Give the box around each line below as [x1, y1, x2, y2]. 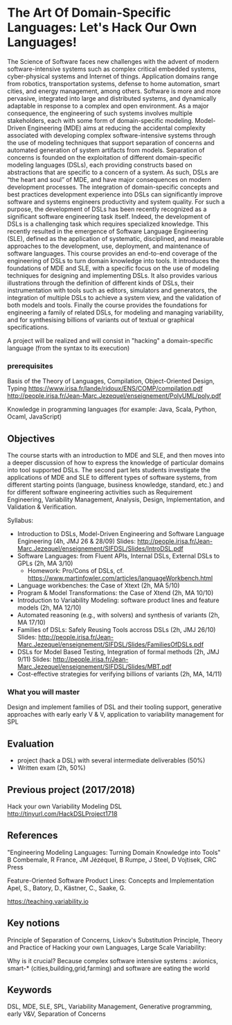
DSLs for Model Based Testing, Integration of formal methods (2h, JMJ [17, 648, 220, 656]
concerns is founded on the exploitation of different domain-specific [7, 153, 202, 161]
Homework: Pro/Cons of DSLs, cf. [27, 567, 125, 575]
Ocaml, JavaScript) [7, 412, 62, 421]
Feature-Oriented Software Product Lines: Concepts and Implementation [7, 876, 215, 885]
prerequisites [7, 361, 53, 371]
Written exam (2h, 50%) [17, 764, 86, 772]
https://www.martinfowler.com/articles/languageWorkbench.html [27, 574, 213, 583]
